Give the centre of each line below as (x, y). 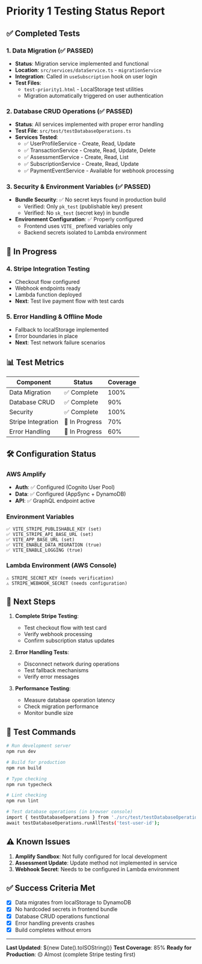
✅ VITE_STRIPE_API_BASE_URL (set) (50, 535)
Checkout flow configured (47, 282)
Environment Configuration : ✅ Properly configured (79, 219)
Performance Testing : (43, 688)
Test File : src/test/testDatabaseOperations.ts (73, 131)
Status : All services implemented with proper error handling (89, 124)
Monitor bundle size (48, 713)
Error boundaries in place (46, 336)
